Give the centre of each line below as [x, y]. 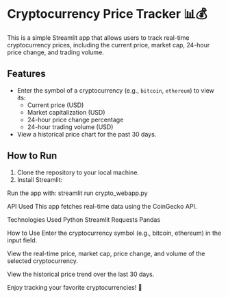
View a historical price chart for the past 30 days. [87, 134]
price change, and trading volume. [55, 52]
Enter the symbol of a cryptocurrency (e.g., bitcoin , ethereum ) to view [115, 90]
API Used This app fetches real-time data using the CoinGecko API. [102, 206]
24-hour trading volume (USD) [70, 127]
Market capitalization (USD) [66, 112]
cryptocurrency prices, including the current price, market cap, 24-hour [109, 45]
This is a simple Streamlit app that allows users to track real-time [98, 37]
